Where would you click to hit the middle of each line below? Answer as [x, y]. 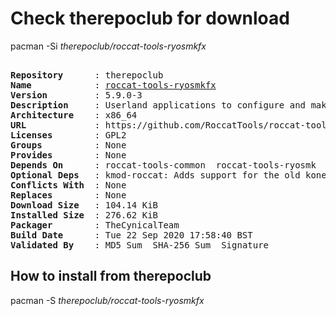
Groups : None [68, 145]
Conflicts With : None [68, 185]
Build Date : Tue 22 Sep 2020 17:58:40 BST [131, 235]
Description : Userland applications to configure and [158, 105]
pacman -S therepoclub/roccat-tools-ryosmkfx [107, 300]
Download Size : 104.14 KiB [84, 205]
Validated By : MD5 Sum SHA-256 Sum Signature [140, 245]
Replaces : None [68, 195]
